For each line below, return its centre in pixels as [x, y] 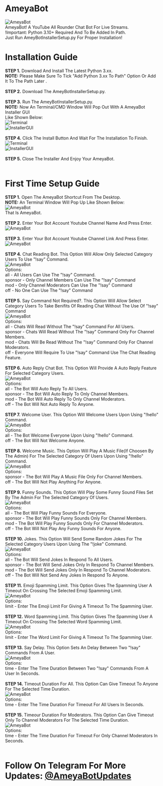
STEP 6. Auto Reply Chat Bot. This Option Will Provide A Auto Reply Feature [81, 368]
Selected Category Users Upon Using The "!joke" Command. [66, 544]
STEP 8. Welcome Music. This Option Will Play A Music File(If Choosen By [79, 451]
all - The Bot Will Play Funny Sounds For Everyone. [56, 513]
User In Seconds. [22, 673]
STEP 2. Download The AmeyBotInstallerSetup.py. [55, 91]
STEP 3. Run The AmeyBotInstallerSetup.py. [49, 102]
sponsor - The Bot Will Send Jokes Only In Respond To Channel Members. [80, 565]
